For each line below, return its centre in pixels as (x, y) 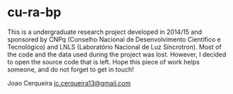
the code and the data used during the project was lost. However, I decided (117, 54)
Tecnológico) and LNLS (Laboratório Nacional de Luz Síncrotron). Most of (114, 47)
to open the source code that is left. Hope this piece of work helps (103, 61)
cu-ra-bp (34, 12)
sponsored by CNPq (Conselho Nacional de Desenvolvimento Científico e (114, 39)
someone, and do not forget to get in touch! (71, 69)
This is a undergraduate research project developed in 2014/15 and (105, 32)
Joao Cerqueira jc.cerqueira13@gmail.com (69, 83)
